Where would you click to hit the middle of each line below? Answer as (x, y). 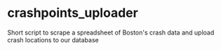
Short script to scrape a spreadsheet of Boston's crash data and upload (111, 32)
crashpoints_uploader (73, 13)
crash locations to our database (53, 39)
